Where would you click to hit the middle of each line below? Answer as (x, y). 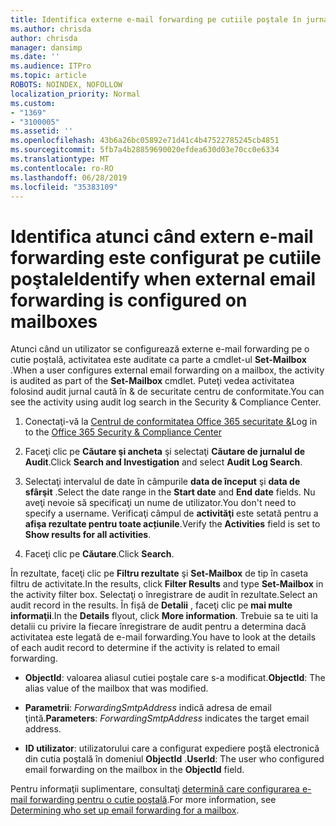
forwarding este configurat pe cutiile (166, 257)
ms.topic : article (48, 76)
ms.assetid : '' (42, 131)
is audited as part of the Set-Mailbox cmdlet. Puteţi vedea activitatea (152, 381)
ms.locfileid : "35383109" (64, 187)
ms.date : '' (35, 57)
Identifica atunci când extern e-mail (162, 236)
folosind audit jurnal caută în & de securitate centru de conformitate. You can (167, 392)
